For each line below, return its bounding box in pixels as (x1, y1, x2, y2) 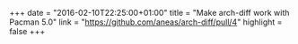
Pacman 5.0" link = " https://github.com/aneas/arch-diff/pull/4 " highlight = (9, 17, 283, 27)
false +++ (9, 26, 46, 36)
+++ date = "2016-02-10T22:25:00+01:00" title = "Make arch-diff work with (9, 8, 290, 18)
